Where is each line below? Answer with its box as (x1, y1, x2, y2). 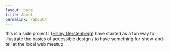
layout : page (5, 7, 33, 13)
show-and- (141, 36, 165, 42)
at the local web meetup (12, 41, 64, 47)
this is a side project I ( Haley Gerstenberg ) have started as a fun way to (5, 31, 154, 37)
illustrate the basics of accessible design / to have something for (5, 36, 141, 42)
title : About (5, 12, 33, 17)
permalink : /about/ (5, 17, 47, 22)
